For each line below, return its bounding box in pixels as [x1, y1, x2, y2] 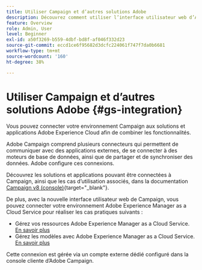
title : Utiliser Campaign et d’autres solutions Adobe [6, 8, 147, 15]
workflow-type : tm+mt [6, 48, 61, 54]
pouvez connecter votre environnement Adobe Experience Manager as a [6, 202, 186, 209]
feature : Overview [6, 20, 52, 26]
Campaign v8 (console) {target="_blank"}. [6, 184, 109, 191]
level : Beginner [6, 31, 47, 37]
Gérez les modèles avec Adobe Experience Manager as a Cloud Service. [14, 233, 195, 240]
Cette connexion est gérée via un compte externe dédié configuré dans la [6, 251, 189, 258]
